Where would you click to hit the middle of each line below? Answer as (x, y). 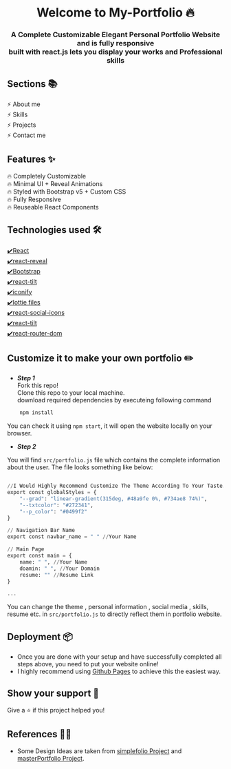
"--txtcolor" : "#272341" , (57, 505)
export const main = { (40, 556)
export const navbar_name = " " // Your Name (72, 537)
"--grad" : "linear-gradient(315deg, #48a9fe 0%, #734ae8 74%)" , (113, 499)
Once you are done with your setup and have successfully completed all (119, 657)
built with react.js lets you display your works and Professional (115, 52)
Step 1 (26, 378)
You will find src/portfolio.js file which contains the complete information (114, 460)
